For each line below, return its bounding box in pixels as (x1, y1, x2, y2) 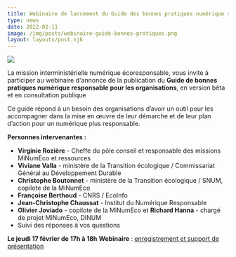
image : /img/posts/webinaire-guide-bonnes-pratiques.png (7, 29, 178, 37)
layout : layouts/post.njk (7, 36, 83, 43)
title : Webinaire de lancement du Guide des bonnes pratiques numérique (7, 10, 225, 18)
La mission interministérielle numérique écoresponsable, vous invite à (7, 69, 209, 77)
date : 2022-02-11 (7, 23, 58, 30)
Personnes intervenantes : (7, 133, 86, 141)
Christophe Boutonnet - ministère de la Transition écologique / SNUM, (17, 176, 223, 185)
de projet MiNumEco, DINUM (17, 214, 102, 222)
